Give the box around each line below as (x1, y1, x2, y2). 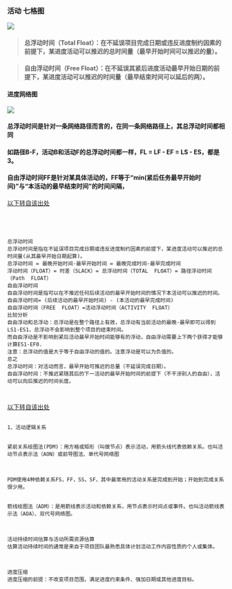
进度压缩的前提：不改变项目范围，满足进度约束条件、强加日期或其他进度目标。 (7, 576, 197, 583)
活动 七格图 (7, 6, 45, 15)
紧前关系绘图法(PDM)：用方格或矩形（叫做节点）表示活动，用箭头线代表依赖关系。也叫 (7, 444, 218, 451)
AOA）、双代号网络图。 (22, 510, 76, 518)
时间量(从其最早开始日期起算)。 (7, 253, 86, 260)
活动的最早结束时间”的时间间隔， (34, 182, 128, 191)
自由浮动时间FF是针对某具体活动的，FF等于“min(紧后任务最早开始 (7, 174, 195, 182)
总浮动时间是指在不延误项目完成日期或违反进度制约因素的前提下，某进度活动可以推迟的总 (7, 245, 223, 253)
